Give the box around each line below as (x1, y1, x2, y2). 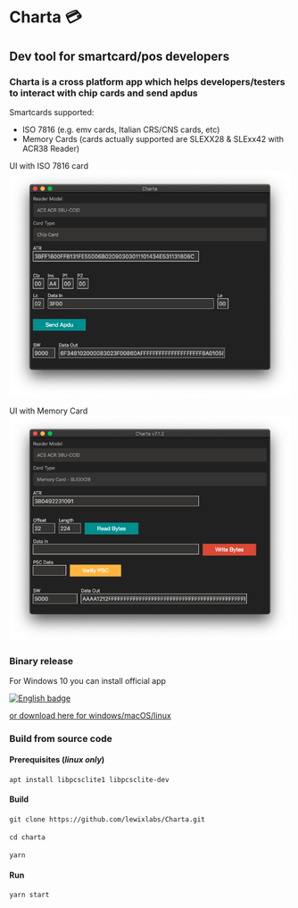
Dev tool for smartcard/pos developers (9, 48, 230, 63)
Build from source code (9, 732, 113, 745)
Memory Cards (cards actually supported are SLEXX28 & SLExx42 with (21, 133, 284, 144)
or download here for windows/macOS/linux (9, 710, 171, 721)
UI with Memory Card (9, 405, 88, 416)
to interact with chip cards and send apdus (9, 87, 198, 99)
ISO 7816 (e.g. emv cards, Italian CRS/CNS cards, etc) (21, 124, 220, 135)
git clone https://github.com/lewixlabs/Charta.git (9, 815, 205, 824)
